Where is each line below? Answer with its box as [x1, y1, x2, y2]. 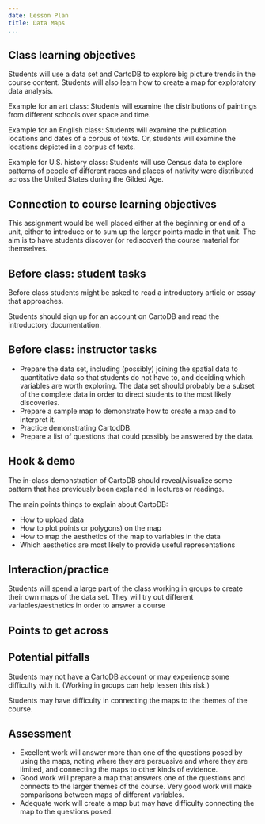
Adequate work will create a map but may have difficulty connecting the [19, 799, 255, 808]
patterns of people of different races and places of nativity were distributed [8, 166, 254, 175]
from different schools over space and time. [8, 110, 151, 120]
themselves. [8, 243, 48, 254]
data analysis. [8, 86, 54, 96]
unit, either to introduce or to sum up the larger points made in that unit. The [8, 227, 256, 236]
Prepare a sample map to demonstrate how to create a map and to [19, 406, 236, 416]
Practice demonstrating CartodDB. [19, 423, 132, 432]
